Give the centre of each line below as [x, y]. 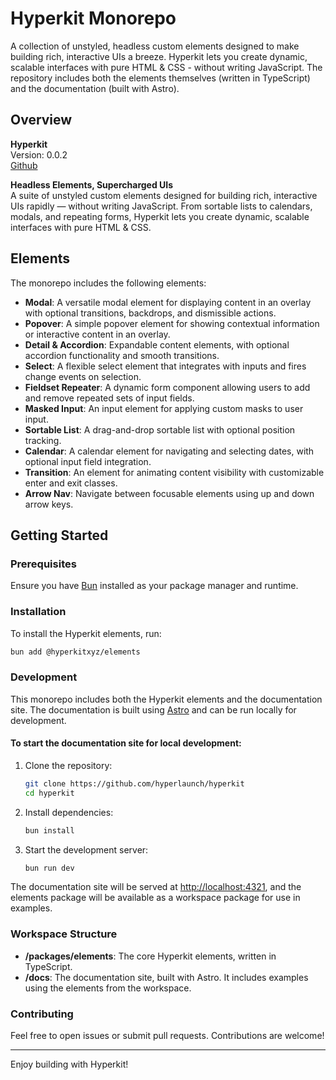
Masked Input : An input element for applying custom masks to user [164, 408]
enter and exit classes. [71, 483]
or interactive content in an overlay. [97, 334]
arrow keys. [49, 504]
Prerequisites [43, 564]
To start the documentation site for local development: [126, 743]
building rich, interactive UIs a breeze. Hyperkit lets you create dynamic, [159, 56]
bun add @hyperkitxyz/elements [75, 652]
